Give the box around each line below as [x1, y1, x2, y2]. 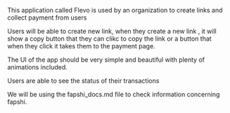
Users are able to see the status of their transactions [7, 77, 160, 85]
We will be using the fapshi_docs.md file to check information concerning [7, 91, 220, 98]
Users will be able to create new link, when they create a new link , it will [7, 27, 217, 35]
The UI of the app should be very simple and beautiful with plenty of [7, 55, 205, 64]
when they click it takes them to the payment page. [7, 42, 156, 50]
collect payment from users [7, 13, 87, 22]
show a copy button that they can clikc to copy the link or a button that [7, 34, 212, 43]
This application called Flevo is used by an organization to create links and [7, 6, 223, 14]
